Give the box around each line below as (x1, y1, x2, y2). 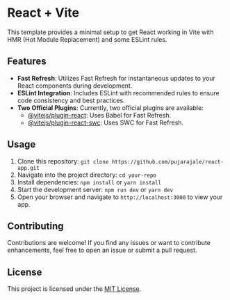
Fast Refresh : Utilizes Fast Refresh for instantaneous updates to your (17, 74, 215, 82)
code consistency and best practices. (17, 96, 125, 104)
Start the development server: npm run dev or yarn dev (17, 185, 174, 194)
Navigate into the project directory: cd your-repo (17, 171, 156, 179)
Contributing (7, 220, 64, 232)
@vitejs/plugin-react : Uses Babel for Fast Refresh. (27, 111, 172, 119)
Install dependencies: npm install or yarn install (17, 177, 162, 186)
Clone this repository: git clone (17, 157, 109, 165)
